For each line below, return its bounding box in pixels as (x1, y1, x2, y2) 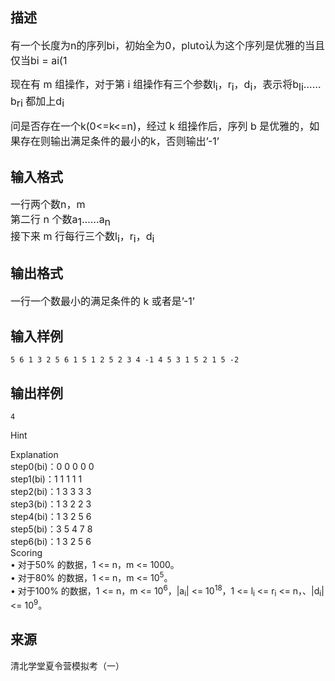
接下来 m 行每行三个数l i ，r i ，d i (10, 229, 155, 245)
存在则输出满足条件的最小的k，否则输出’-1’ (20, 134, 220, 148)
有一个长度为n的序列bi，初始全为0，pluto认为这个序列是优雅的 (10, 38, 306, 52)
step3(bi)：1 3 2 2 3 (10, 498, 92, 510)
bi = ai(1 (30, 53, 68, 67)
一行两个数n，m (10, 198, 86, 212)
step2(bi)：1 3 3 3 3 (10, 486, 92, 498)
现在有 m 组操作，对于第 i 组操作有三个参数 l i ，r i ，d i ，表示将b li (10, 77, 304, 93)
